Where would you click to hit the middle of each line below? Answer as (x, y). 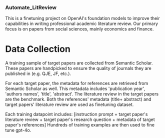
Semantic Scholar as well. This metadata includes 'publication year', (75, 88)
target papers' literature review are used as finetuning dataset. (69, 104)
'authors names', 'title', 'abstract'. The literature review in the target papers (82, 94)
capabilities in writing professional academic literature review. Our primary (82, 23)
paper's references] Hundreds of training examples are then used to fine (80, 125)
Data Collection (38, 49)
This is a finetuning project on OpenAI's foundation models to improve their (82, 18)
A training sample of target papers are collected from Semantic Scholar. (79, 63)
